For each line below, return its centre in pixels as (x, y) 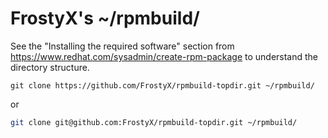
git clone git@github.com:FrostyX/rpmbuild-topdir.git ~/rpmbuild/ (154, 122)
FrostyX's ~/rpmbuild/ (105, 18)
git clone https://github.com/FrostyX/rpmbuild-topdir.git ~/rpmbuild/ (162, 85)
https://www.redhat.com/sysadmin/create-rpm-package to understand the (164, 56)
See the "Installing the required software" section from (122, 46)
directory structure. (50, 67)
